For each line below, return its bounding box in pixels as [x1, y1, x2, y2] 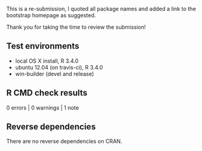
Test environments [6, 41, 79, 51]
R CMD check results [6, 88, 88, 98]
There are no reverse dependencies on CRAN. [6, 138, 123, 145]
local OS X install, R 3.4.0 [15, 57, 79, 65]
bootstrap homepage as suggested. [6, 12, 96, 19]
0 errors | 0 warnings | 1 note [6, 104, 79, 111]
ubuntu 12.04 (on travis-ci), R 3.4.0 [15, 63, 103, 71]
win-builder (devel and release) [15, 70, 95, 77]
